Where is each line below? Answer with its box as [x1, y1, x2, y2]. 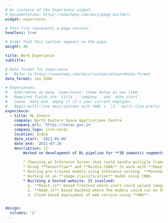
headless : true [5, 31, 37, 36]
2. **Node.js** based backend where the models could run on [27, 187, 157, 193]
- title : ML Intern [9, 113, 50, 118]
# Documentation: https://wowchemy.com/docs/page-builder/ [5, 12, 131, 17]
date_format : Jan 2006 [5, 76, 52, 81]
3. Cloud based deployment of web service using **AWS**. [27, 192, 151, 197]
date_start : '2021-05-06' [14, 136, 68, 141]
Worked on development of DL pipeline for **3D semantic [23, 150, 144, 155]
